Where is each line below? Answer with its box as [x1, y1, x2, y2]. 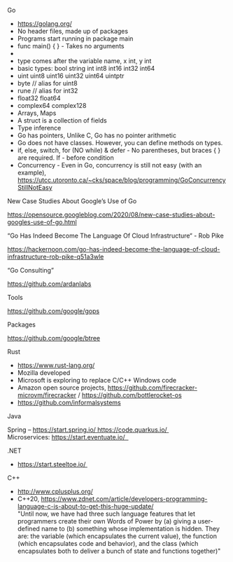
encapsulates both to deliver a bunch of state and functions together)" [17, 547, 221, 555]
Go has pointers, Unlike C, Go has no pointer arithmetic [17, 131, 177, 139]
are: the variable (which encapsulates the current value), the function [17, 532, 217, 540]
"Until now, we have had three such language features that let [17, 509, 196, 518]
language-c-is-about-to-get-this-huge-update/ [17, 502, 154, 510]
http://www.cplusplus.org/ [17, 487, 93, 495]
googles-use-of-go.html [7, 218, 77, 226]
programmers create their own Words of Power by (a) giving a [17, 517, 197, 525]
